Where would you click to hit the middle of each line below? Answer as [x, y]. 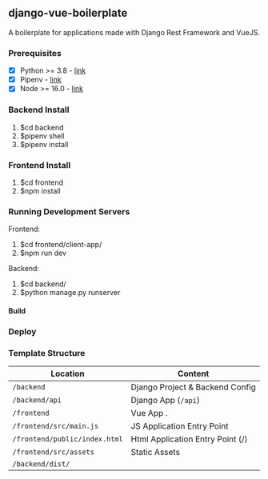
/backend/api [37, 400]
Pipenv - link [40, 80]
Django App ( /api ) [165, 400]
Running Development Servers [69, 211]
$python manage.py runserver [70, 293]
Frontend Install [40, 165]
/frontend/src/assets [53, 452]
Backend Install [39, 110]
